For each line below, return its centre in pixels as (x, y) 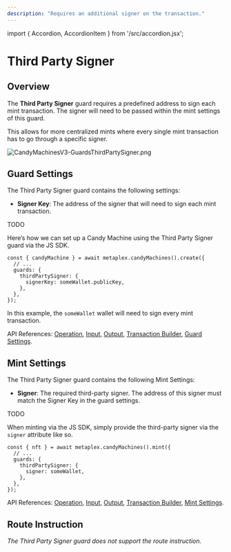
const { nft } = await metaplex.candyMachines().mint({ (89, 448)
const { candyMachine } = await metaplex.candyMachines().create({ (106, 258)
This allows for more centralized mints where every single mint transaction (113, 131)
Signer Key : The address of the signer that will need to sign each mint (117, 204)
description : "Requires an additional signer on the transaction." (106, 13)
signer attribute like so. (40, 435)
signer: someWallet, (55, 472)
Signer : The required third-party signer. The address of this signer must (119, 393)
